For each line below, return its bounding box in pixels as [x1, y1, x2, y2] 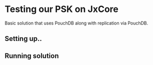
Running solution [4, 51, 59, 60]
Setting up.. [4, 34, 42, 43]
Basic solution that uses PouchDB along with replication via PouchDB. [4, 20, 148, 26]
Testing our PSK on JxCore [4, 3, 118, 15]
